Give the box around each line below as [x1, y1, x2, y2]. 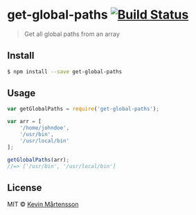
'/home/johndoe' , [19, 124, 70, 131]
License [7, 182, 42, 194]
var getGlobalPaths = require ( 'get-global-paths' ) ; [7, 106, 159, 113]
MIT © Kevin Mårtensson [7, 200, 79, 209]
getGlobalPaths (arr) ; [7, 156, 70, 163]
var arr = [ [7, 118, 42, 125]
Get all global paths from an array [24, 30, 120, 38]
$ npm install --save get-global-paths [7, 68, 123, 75]
